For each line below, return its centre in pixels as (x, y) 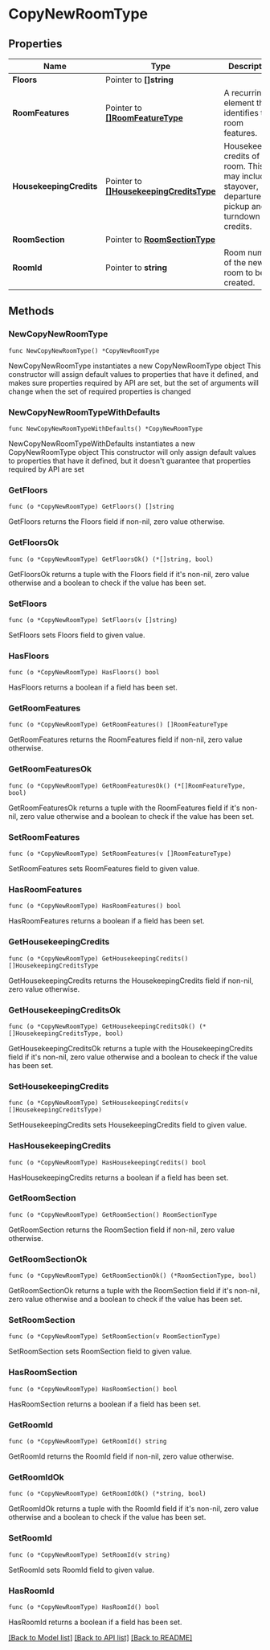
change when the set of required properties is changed (100, 391)
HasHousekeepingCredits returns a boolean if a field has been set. (119, 1177)
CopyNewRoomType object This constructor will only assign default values (132, 452)
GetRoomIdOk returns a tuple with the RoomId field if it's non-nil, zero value (133, 1509)
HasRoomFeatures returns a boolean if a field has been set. (106, 921)
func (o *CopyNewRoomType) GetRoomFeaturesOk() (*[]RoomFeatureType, (127, 786)
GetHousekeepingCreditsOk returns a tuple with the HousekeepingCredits (131, 1048)
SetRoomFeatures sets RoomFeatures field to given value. (104, 869)
